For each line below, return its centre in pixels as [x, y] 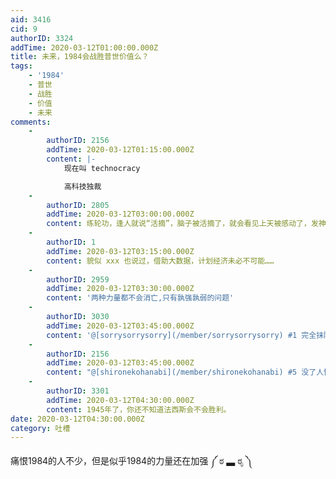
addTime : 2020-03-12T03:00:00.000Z [120, 214]
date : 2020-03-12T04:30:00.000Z [77, 419]
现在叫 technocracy [102, 168]
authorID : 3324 [42, 38]
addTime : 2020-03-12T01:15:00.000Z [120, 150]
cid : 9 [24, 29]
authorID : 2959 [78, 279]
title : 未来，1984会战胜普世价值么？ [80, 57]
